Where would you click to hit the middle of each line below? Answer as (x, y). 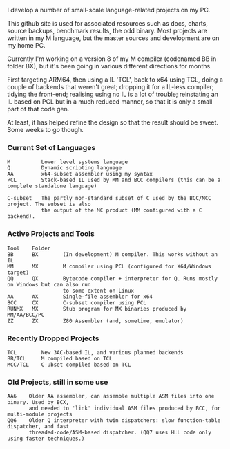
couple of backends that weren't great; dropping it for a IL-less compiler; (111, 87)
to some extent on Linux (98, 291)
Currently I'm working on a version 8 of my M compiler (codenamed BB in (112, 59)
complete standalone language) (52, 186)
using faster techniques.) (46, 439)
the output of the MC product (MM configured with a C (122, 210)
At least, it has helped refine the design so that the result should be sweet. (113, 122)
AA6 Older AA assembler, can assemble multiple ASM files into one (111, 396)
